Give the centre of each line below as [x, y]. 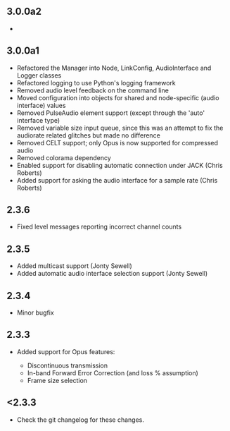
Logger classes [39, 75]
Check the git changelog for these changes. [81, 420]
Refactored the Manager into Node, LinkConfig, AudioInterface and [114, 68]
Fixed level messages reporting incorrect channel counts [99, 227]
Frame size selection [57, 380]
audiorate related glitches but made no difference [89, 135]
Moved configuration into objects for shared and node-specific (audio [118, 97]
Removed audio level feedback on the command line [93, 90]
